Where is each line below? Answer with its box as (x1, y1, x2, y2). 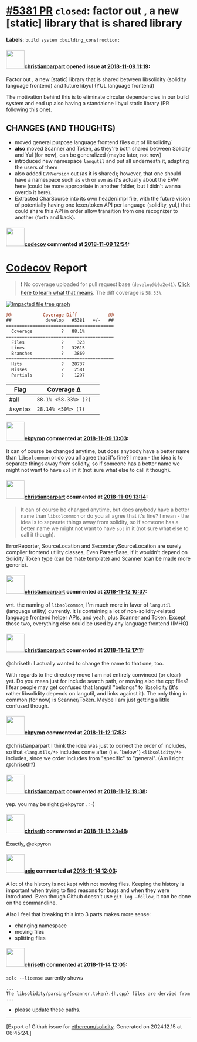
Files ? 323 (11, 339, 85, 345)
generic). (6, 561, 28, 568)
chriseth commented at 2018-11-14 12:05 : (24, 961, 128, 968)
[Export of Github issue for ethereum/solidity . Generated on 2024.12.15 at (6, 1023, 182, 1030)
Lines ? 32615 (11, 345, 85, 351)
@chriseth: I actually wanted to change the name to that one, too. (6, 660, 164, 667)
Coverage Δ (46, 385, 81, 394)
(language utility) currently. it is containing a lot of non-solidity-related (6, 607, 175, 614)
